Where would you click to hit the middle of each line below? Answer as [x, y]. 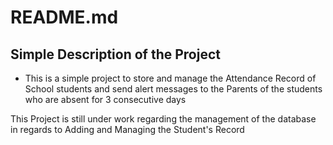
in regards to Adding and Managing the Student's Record [127, 129]
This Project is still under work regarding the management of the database [163, 119]
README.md [64, 17]
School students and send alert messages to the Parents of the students [173, 89]
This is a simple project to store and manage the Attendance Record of [170, 78]
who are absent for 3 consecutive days [105, 99]
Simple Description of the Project [115, 54]
